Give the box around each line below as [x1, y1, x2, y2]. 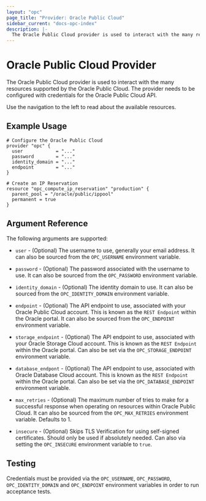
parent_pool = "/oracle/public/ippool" [12, 191, 114, 197]
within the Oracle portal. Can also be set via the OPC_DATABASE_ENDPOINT [15, 378, 195, 385]
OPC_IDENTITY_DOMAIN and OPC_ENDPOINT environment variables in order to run [6, 481, 199, 488]
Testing [6, 458, 36, 469]
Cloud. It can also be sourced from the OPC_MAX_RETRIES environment [15, 409, 189, 416]
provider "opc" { [6, 142, 51, 149]
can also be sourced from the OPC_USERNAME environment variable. [15, 253, 181, 261]
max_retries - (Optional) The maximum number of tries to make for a [15, 396, 189, 403]
